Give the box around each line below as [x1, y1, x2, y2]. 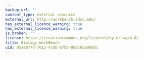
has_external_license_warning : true [5, 26, 82, 31]
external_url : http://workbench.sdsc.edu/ [5, 17, 96, 22]
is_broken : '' [5, 31, 35, 36]
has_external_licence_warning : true [5, 21, 82, 27]
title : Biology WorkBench [5, 40, 60, 45]
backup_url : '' [5, 7, 37, 13]
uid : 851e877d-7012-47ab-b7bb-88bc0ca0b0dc [5, 45, 99, 50]
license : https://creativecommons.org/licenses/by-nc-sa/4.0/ [5, 36, 139, 41]
